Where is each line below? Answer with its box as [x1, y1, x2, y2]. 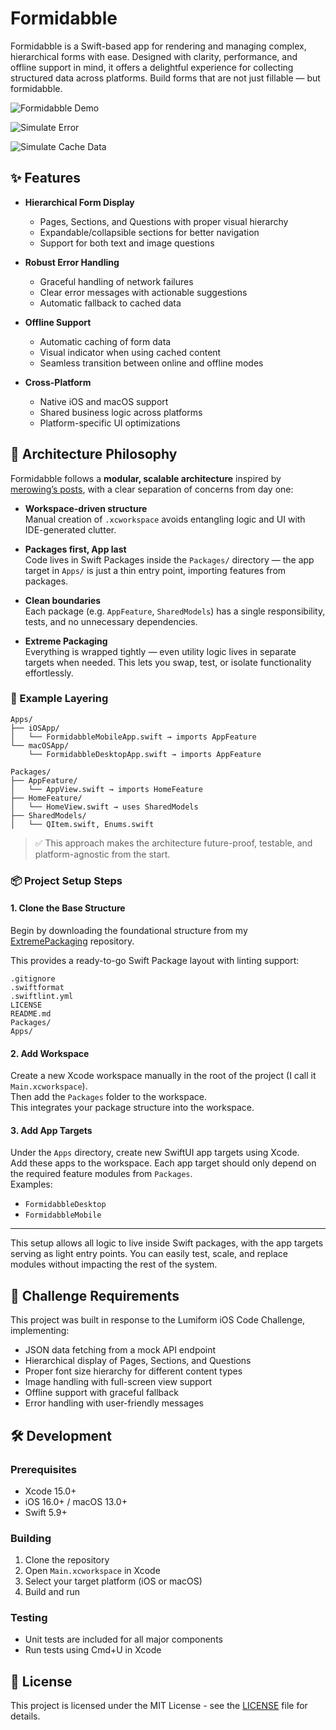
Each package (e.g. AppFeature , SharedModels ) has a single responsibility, [24, 605, 326, 617]
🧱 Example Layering [10, 692, 109, 706]
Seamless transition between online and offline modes [39, 357, 264, 369]
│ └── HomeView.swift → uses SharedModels [10, 802, 199, 812]
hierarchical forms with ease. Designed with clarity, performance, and [10, 50, 298, 62]
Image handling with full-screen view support [24, 1376, 213, 1388]
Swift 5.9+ [24, 1506, 68, 1518]
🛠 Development [10, 1427, 112, 1444]
